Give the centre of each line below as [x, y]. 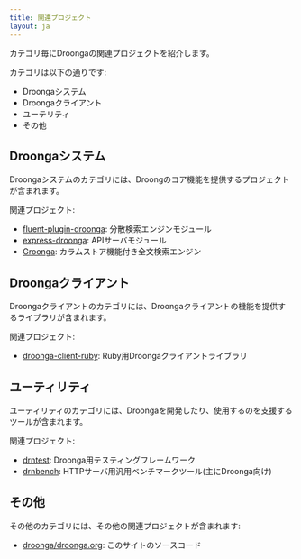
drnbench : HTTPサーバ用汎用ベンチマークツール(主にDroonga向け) [147, 471]
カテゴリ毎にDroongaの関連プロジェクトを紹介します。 [112, 53]
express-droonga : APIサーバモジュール [94, 241]
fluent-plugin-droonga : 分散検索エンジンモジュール [117, 229]
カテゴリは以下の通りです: [58, 72]
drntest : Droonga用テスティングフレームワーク [109, 460]
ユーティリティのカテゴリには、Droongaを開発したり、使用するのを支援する [151, 410]
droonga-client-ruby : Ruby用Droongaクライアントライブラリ [135, 356]
